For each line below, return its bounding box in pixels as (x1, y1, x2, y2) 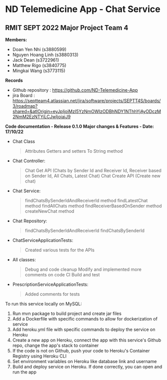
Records (5, 78, 23, 83)
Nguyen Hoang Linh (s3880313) (12, 52, 78, 58)
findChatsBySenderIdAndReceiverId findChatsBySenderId (24, 228, 145, 233)
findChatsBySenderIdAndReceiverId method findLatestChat (24, 198, 148, 203)
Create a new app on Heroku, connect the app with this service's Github (12, 337, 161, 343)
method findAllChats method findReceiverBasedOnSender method (24, 203, 162, 209)
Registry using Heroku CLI (12, 353, 66, 359)
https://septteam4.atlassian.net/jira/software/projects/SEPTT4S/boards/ (12, 98, 161, 104)
